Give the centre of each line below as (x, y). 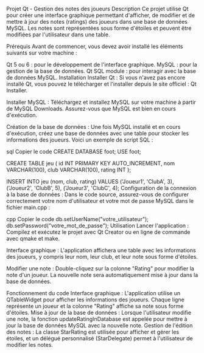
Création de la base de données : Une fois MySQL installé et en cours (93, 127)
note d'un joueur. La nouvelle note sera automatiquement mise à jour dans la (102, 275)
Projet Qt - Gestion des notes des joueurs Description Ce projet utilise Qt (97, 9)
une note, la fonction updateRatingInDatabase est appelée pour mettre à (97, 319)
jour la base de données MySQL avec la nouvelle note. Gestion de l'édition (100, 325)
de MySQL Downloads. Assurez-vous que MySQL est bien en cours (91, 108)
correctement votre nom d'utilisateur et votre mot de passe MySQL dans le (100, 201)
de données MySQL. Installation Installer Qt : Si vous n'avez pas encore (96, 77)
